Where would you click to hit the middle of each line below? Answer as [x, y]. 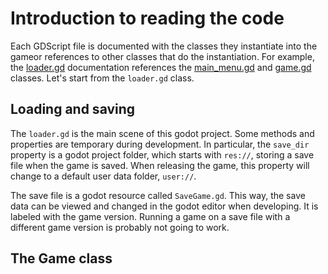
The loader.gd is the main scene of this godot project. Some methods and [162, 133]
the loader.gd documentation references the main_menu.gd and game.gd [161, 67]
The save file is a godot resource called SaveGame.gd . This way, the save [158, 195]
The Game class [61, 258]
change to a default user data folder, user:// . [103, 176]
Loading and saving [73, 109]
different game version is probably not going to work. [120, 227]
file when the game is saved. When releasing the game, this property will [160, 165]
